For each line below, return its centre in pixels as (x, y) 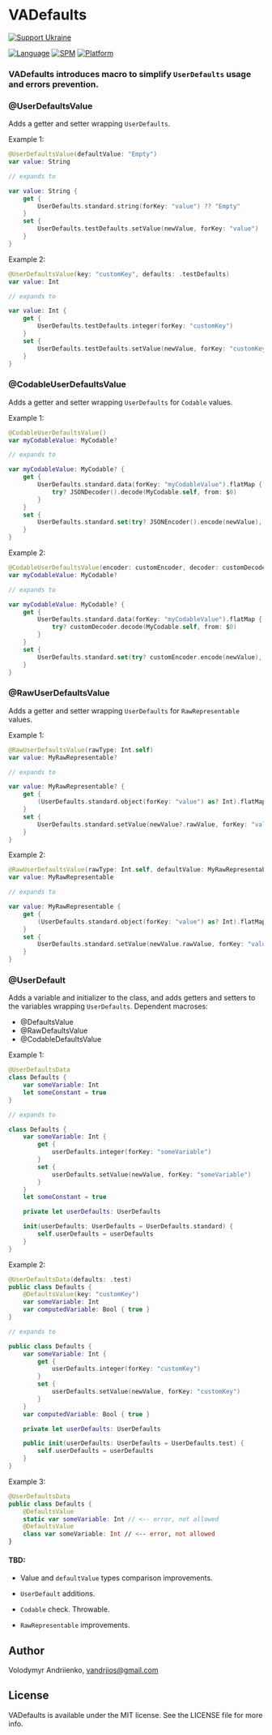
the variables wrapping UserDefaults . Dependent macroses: (108, 1006)
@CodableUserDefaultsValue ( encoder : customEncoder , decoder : (114, 568)
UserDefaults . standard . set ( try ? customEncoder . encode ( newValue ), (150, 657)
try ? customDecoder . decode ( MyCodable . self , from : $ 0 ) (144, 627)
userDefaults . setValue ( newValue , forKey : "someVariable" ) (151, 1174)
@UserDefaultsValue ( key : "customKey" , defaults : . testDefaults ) (119, 274)
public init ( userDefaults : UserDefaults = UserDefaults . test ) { (134, 1444)
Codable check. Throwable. (65, 1609)
